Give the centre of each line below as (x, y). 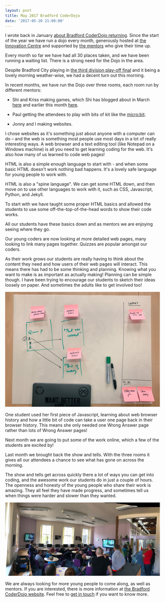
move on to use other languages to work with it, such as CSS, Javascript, (79, 189)
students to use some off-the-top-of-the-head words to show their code (78, 209)
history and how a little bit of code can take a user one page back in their (79, 420)
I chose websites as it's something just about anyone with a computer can (80, 134)
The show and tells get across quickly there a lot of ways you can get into (80, 475)
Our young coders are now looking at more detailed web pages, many (76, 239)
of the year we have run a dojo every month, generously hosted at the (76, 41)
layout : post (18, 10)
